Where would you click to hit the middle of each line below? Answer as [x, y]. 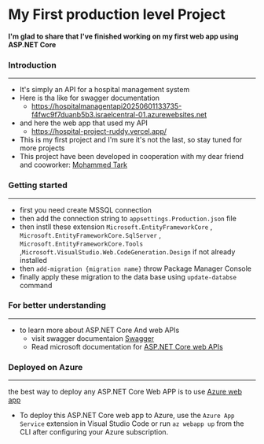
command [36, 285]
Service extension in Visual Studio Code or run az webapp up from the [132, 424]
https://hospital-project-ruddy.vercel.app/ [99, 131]
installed [33, 260]
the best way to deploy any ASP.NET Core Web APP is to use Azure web [125, 392]
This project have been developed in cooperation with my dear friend [132, 157]
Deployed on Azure [46, 367]
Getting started [38, 185]
